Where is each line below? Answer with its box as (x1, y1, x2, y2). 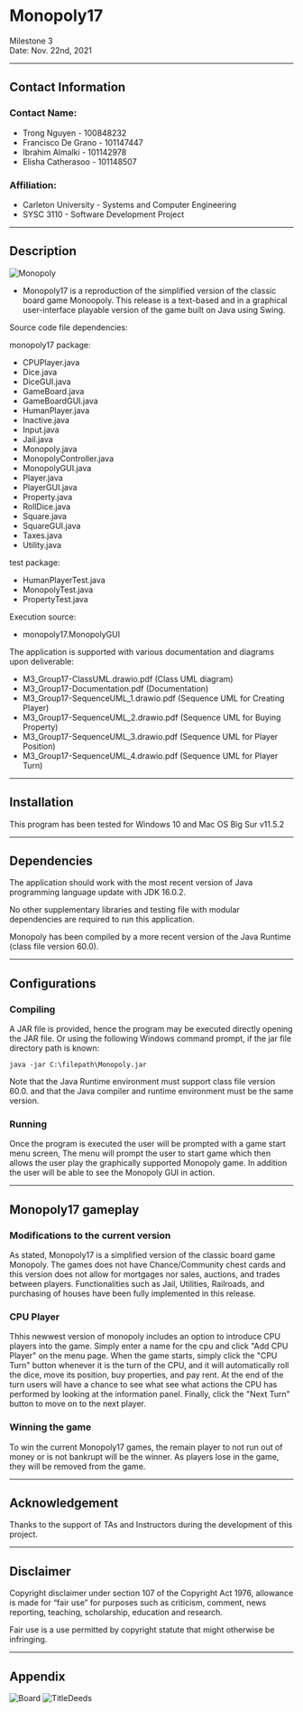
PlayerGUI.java (22, 481, 78, 493)
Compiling (9, 1003, 56, 1016)
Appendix (9, 1669, 66, 1684)
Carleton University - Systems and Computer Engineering (22, 199, 237, 210)
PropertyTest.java (22, 593, 88, 604)
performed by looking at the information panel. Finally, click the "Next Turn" (9, 1389, 290, 1400)
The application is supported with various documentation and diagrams (9, 646, 275, 657)
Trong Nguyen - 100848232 (22, 128, 127, 138)
